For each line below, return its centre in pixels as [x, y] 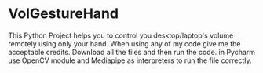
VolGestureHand [64, 14]
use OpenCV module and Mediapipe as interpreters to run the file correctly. [130, 60]
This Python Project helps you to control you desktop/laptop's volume [121, 35]
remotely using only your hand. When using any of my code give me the [124, 43]
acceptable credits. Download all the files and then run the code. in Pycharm [132, 52]
